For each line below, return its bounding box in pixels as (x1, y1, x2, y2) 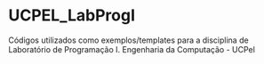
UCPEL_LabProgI (8, 5, 135, 26)
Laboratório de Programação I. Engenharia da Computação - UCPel (8, 44, 255, 54)
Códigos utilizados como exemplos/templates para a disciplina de (8, 35, 250, 45)
